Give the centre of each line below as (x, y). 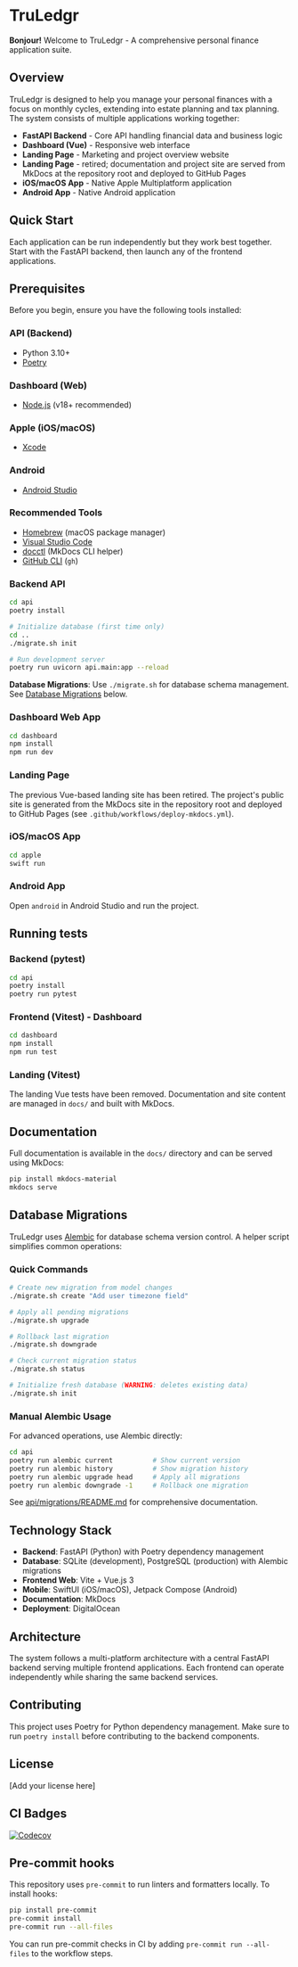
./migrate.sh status (48, 1370)
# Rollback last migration (59, 1337)
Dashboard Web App (55, 717)
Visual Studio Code (57, 541)
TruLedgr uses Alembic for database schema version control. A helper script (149, 1237)
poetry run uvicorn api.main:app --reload (89, 668)
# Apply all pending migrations (69, 1312)
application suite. (41, 49)
